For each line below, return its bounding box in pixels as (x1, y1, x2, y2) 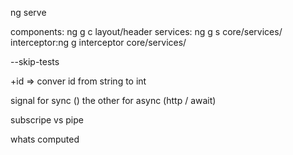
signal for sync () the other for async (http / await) (10, 95, 217, 106)
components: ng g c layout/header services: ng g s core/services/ (10, 26, 283, 37)
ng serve (10, 7, 47, 18)
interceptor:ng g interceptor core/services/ (10, 37, 187, 48)
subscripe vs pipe (10, 114, 84, 126)
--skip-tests (10, 56, 60, 67)
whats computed (10, 133, 80, 145)
